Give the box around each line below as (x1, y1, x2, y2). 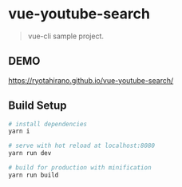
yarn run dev (8, 149, 52, 157)
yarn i (8, 127, 30, 136)
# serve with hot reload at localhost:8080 (8, 141, 156, 150)
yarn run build (8, 171, 59, 179)
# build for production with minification (8, 164, 152, 172)
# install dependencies (8, 120, 88, 128)
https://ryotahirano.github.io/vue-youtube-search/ (8, 75, 174, 85)
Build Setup (8, 99, 67, 113)
